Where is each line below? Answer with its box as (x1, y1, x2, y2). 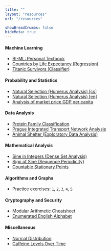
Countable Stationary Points (12, 164, 69, 170)
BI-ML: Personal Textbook (12, 56, 65, 62)
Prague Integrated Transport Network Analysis (12, 126, 106, 132)
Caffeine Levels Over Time (12, 241, 66, 247)
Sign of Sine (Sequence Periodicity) (12, 158, 85, 164)
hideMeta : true (5, 30, 36, 35)
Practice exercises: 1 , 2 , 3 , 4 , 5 (12, 186, 73, 192)
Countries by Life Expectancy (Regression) (12, 61, 99, 67)
